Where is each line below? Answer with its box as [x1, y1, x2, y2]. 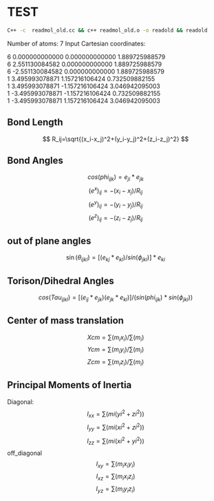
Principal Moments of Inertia [7, 379, 132, 391]
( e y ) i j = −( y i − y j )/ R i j [88, 199, 143, 210]
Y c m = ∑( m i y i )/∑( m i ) [87, 345, 145, 355]
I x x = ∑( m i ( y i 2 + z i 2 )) [87, 408, 145, 420]
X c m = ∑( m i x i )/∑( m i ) [87, 333, 145, 343]
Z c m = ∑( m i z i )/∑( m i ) [87, 358, 145, 368]
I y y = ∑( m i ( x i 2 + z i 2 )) [87, 422, 145, 433]
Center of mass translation [7, 315, 124, 327]
